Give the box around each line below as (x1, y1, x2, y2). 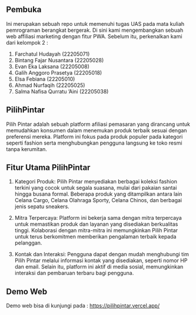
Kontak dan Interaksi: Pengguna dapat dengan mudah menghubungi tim (14, 251, 190, 258)
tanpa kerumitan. (6, 145, 47, 152)
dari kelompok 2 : (6, 39, 48, 46)
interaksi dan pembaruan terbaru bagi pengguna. (14, 270, 134, 277)
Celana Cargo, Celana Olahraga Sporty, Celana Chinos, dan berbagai (14, 197, 182, 204)
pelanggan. (14, 239, 42, 246)
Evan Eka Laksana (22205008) (14, 63, 90, 70)
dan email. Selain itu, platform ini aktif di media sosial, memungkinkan (14, 263, 184, 270)
